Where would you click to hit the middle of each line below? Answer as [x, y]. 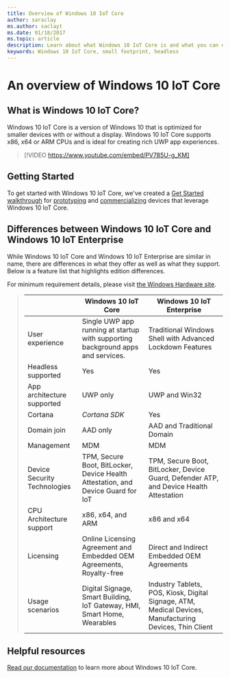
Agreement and [107, 547]
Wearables [99, 623]
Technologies [49, 486]
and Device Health [178, 486]
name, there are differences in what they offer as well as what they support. [114, 264]
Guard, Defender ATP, [183, 478]
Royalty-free [103, 573]
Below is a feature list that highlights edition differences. [86, 271]
